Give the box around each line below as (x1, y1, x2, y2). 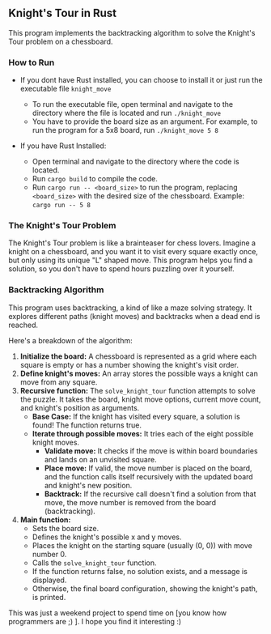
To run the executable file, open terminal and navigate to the (32, 100, 234, 109)
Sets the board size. (32, 523, 100, 533)
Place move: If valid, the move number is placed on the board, (44, 463, 252, 473)
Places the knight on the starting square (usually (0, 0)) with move (32, 540, 252, 550)
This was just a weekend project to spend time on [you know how (8, 607, 227, 618)
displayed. (32, 575, 67, 585)
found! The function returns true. (32, 420, 142, 430)
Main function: (19, 514, 71, 525)
